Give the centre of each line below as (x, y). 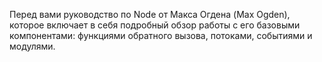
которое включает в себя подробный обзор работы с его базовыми (155, 25)
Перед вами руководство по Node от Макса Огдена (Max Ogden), (150, 14)
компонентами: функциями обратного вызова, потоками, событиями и (161, 35)
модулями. (32, 46)
